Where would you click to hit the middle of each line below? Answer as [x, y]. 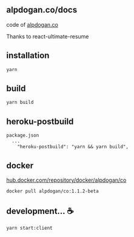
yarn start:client [29, 228]
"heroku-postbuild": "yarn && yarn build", [73, 146]
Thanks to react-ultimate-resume [48, 36]
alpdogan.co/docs [42, 10]
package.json [23, 136]
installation [28, 56]
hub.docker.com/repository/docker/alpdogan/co [66, 180]
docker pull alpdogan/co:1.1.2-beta [52, 191]
